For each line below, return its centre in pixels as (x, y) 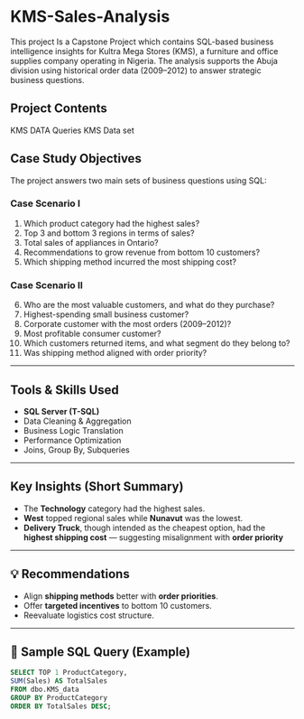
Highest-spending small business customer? (106, 314)
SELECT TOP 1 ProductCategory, (69, 673)
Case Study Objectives (76, 159)
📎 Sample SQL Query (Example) (100, 652)
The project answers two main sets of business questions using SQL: (138, 180)
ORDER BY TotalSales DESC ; (61, 706)
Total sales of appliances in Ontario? (91, 242)
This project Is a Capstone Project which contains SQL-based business (142, 42)
